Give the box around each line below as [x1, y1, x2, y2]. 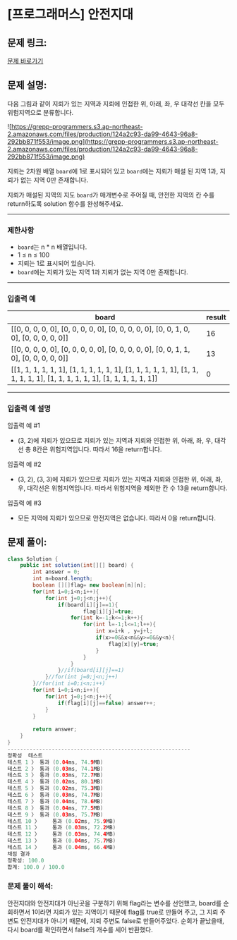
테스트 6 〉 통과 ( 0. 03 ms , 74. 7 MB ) [7, 791, 104, 799]
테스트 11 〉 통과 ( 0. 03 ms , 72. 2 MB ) [7, 824, 116, 831]
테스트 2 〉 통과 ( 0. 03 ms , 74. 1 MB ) [7, 765, 104, 772]
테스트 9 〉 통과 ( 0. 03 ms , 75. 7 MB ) [7, 811, 104, 818]
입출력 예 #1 [7, 421, 40, 429]
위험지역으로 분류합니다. [7, 108, 74, 116]
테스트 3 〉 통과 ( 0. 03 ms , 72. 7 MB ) [7, 771, 104, 779]
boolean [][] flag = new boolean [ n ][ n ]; [32, 582, 147, 589]
